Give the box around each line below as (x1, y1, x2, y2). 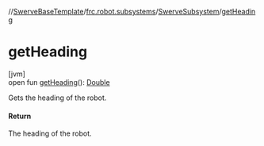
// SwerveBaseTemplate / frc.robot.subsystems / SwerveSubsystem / (8, 7, 222, 16)
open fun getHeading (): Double (8, 77, 110, 86)
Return (8, 111, 32, 121)
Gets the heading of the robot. (8, 93, 107, 102)
